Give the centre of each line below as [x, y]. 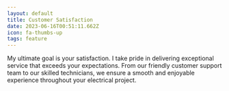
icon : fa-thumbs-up [35, 32]
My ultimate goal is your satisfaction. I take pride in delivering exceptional [110, 58]
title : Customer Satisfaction [50, 20]
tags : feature [27, 39]
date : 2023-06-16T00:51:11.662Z [53, 26]
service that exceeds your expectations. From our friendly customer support [114, 66]
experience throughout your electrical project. [72, 80]
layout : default [30, 13]
